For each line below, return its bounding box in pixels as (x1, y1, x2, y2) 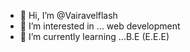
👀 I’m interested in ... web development (19, 20, 181, 32)
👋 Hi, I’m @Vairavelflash (19, 10, 118, 21)
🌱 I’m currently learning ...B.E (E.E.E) (19, 31, 170, 42)
